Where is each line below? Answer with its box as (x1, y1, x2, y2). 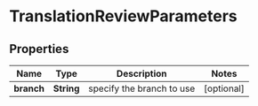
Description (116, 68, 167, 79)
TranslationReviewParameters (9, 6, 238, 26)
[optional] (203, 82, 245, 95)
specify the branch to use (88, 82, 196, 95)
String (52, 82, 80, 95)
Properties (9, 42, 69, 57)
